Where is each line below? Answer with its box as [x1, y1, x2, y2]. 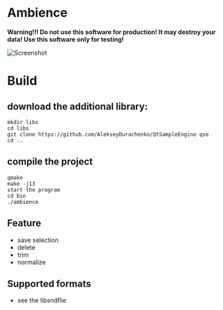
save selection [17, 236, 59, 244]
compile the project [7, 156, 93, 168]
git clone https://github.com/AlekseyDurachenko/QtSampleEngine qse [7, 130, 209, 138]
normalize [17, 258, 46, 266]
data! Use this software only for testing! [7, 35, 124, 43]
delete [17, 243, 36, 251]
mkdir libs [7, 119, 39, 126]
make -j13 [7, 180, 36, 187]
